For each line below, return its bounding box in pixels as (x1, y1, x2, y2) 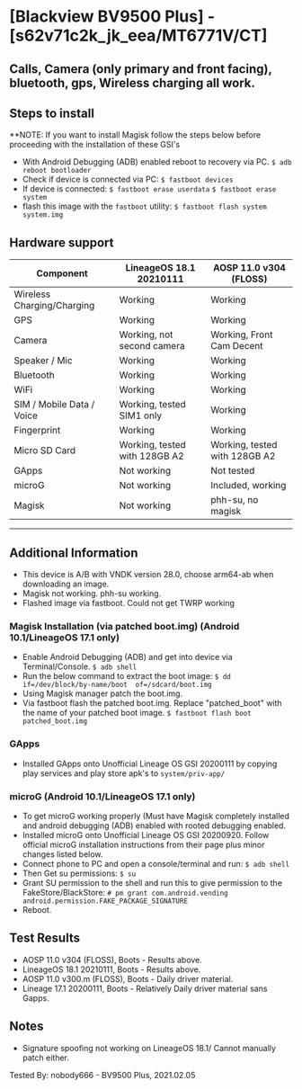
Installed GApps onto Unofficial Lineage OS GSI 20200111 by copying (22, 758, 278, 769)
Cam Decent (210, 340, 263, 353)
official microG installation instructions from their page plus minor (22, 839, 265, 850)
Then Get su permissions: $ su (22, 868, 137, 879)
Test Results (9, 931, 81, 946)
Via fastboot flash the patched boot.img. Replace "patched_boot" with (22, 698, 282, 709)
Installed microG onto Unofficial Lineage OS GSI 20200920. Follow (22, 829, 270, 840)
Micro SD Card (13, 444, 76, 457)
